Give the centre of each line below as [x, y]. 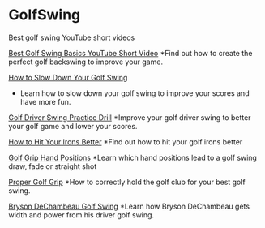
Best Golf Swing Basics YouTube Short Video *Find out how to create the [130, 53]
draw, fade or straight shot [53, 166]
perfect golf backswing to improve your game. [86, 62]
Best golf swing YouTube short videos [72, 37]
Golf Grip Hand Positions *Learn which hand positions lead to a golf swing [133, 157]
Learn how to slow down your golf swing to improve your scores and [135, 93]
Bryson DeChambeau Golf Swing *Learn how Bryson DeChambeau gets [129, 206]
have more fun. [45, 101]
